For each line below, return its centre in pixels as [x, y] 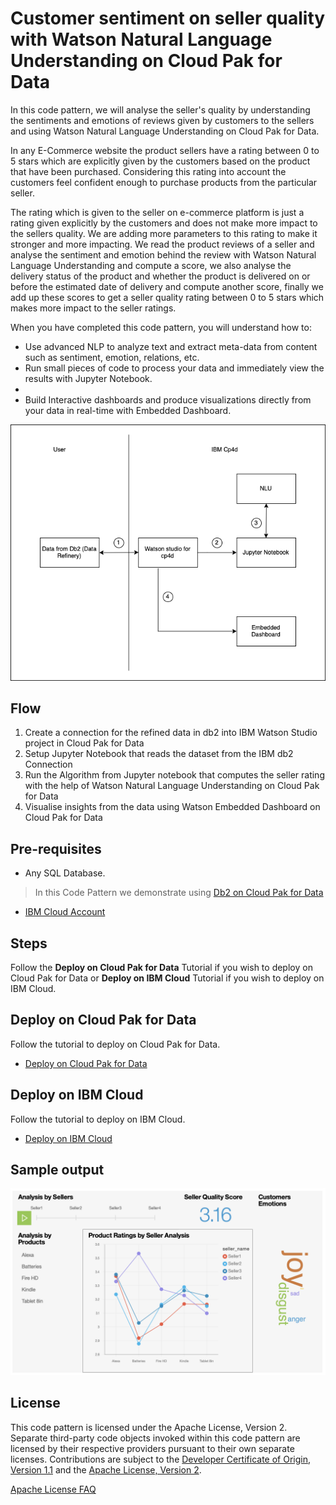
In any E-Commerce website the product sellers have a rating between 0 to [165, 150]
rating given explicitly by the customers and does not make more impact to [164, 223]
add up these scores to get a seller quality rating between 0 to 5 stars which [167, 297]
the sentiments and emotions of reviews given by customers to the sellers [162, 120]
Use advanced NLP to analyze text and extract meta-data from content [171, 346]
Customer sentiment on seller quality [168, 18]
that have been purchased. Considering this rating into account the [148, 171]
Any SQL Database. [65, 873]
